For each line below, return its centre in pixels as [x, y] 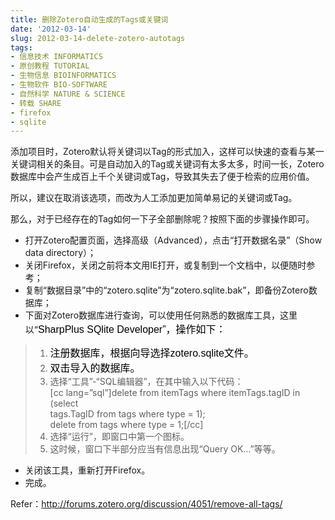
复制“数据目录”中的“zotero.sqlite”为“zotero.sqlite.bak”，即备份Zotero [166, 290]
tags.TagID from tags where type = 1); [127, 414]
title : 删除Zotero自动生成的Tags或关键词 [89, 19]
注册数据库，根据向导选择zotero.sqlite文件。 [152, 353]
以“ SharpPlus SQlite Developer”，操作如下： [125, 330]
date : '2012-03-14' [51, 29]
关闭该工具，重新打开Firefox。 [87, 470]
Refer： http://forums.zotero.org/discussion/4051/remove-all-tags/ [146, 504]
